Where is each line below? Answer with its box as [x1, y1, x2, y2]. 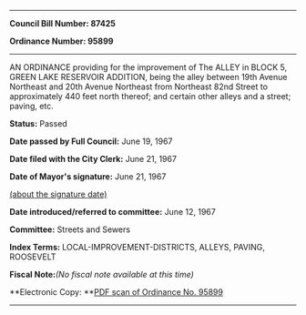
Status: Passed [9, 118, 68, 128]
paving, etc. [9, 101, 55, 111]
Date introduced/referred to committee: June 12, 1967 [9, 207, 216, 217]
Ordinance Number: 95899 [9, 36, 114, 46]
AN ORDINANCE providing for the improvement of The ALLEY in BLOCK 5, [9, 62, 288, 73]
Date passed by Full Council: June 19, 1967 [9, 136, 173, 147]
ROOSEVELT [9, 251, 56, 262]
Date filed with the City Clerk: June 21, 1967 [9, 154, 178, 164]
